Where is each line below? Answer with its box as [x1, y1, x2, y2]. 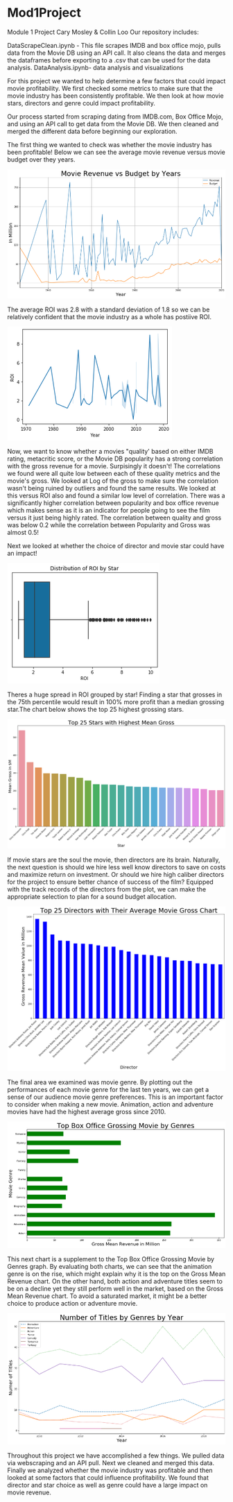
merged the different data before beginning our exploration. [7, 127, 178, 135]
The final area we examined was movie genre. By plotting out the [7, 1078, 193, 1086]
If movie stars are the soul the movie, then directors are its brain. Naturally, [7, 855, 221, 864]
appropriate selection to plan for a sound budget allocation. [7, 892, 177, 901]
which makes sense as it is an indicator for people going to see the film [7, 506, 210, 514]
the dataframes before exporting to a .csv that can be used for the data [7, 56, 211, 64]
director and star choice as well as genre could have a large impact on [7, 1481, 208, 1490]
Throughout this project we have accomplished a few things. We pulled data [7, 1451, 225, 1460]
